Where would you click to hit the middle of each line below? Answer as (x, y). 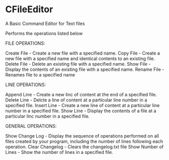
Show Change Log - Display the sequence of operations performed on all (82, 136)
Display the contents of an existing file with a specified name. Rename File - (85, 69)
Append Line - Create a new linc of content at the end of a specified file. (81, 94)
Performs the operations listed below (44, 33)
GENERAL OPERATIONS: (31, 126)
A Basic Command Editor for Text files (45, 23)
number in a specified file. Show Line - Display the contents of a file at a (81, 111)
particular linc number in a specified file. (48, 116)
